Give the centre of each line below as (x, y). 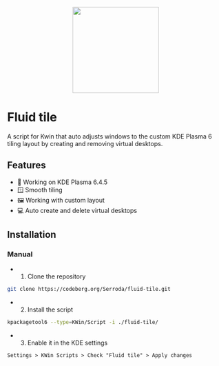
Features (27, 165)
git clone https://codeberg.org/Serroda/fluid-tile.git (89, 289)
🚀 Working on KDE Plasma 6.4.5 (62, 182)
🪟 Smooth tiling (40, 190)
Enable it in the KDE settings (67, 343)
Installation (32, 235)
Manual (20, 254)
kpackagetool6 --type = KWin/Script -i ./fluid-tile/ (83, 323)
